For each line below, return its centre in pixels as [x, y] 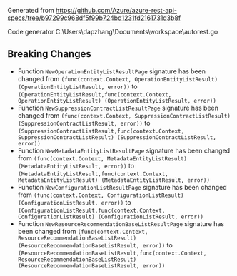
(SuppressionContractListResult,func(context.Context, [101, 131]
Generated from [31, 10]
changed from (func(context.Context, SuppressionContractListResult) [124, 115]
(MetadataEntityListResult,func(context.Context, [93, 174]
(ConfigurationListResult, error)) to [74, 202]
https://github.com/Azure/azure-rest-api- [116, 10]
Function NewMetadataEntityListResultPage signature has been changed [124, 150]
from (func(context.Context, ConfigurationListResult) [101, 195]
